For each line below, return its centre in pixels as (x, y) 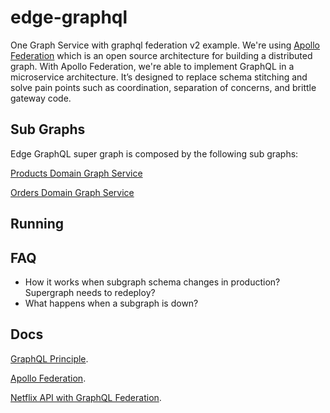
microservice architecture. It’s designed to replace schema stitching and (159, 77)
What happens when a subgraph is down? (111, 303)
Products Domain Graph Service (76, 173)
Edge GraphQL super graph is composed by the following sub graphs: (154, 153)
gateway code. (41, 98)
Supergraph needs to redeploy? (90, 292)
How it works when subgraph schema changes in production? (152, 282)
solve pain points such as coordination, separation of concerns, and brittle (163, 87)
